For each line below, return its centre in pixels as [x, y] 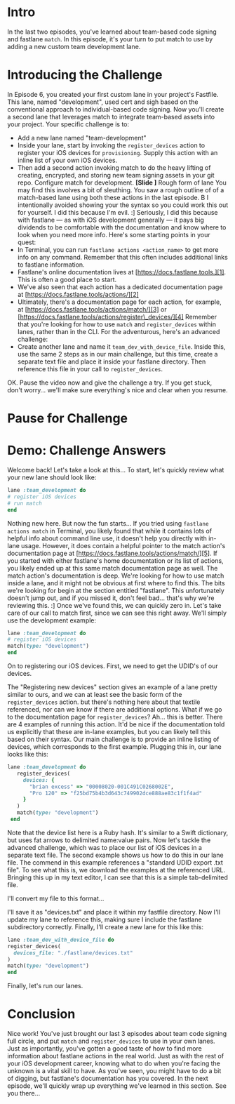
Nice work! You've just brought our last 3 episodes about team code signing [117, 1034]
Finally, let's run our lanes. [45, 986]
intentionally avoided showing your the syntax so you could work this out [123, 205]
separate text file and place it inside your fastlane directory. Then [112, 361]
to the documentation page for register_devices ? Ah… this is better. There [115, 717]
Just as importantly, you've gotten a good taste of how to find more [105, 1049]
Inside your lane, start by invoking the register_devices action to [111, 145]
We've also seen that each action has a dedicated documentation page [120, 287]
